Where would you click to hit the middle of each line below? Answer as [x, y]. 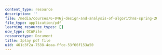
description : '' [21, 14]
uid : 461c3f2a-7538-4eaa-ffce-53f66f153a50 [49, 45]
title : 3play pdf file [28, 41]
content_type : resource [29, 9]
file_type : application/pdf [33, 23]
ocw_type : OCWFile [23, 32]
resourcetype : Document [29, 36]
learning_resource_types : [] [34, 27]
